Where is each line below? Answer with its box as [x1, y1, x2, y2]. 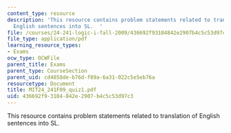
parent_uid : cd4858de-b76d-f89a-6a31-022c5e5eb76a [7, 73, 155, 81]
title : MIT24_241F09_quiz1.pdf [7, 86, 97, 93]
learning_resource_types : [7, 42, 81, 49]
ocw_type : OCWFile [7, 55, 60, 62]
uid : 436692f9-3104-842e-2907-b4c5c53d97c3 [7, 93, 134, 100]
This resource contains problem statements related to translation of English [7, 112, 220, 120]
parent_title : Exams [7, 61, 67, 68]
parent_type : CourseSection [7, 67, 88, 74]
